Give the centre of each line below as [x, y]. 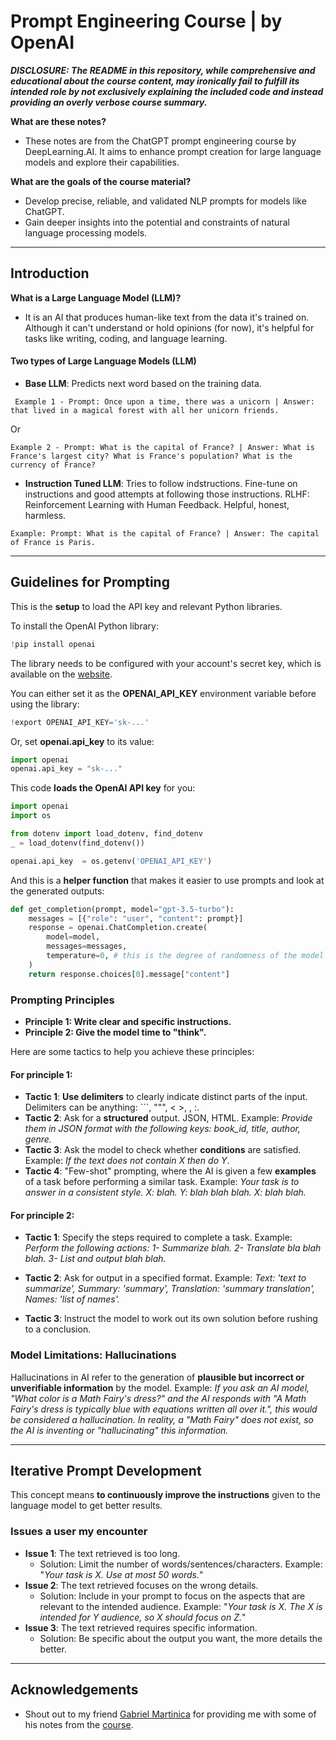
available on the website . [61, 674]
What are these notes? [58, 121]
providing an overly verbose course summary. [109, 102]
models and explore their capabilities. [102, 162]
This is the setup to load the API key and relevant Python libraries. [146, 606]
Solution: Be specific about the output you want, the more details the [181, 1638]
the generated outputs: [57, 891]
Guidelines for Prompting [90, 582]
